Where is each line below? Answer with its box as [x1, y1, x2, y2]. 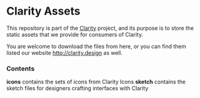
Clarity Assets [6, 4, 81, 18]
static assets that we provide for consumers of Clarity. [6, 30, 144, 38]
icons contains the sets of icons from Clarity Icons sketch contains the [6, 78, 186, 86]
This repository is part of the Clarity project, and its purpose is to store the [6, 24, 194, 32]
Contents [6, 64, 35, 72]
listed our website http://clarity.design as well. [6, 49, 123, 56]
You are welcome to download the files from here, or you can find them [6, 43, 187, 50]
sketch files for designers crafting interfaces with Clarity [6, 85, 148, 92]
